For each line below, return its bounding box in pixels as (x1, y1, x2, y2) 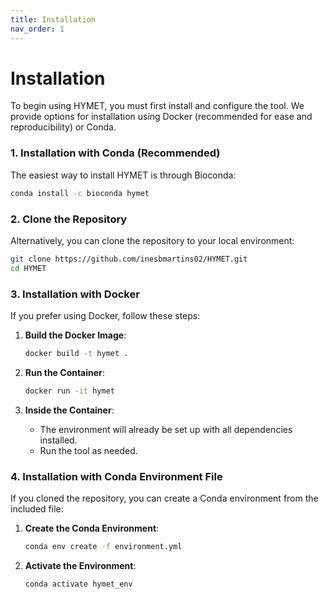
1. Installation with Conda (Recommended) (10, 146, 221, 160)
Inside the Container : (24, 404, 115, 416)
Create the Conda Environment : (24, 522, 160, 534)
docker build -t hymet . (24, 348, 129, 358)
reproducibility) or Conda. (10, 121, 117, 133)
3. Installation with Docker (10, 287, 140, 301)
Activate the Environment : (24, 559, 137, 571)
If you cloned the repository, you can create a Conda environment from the (10, 492, 319, 504)
